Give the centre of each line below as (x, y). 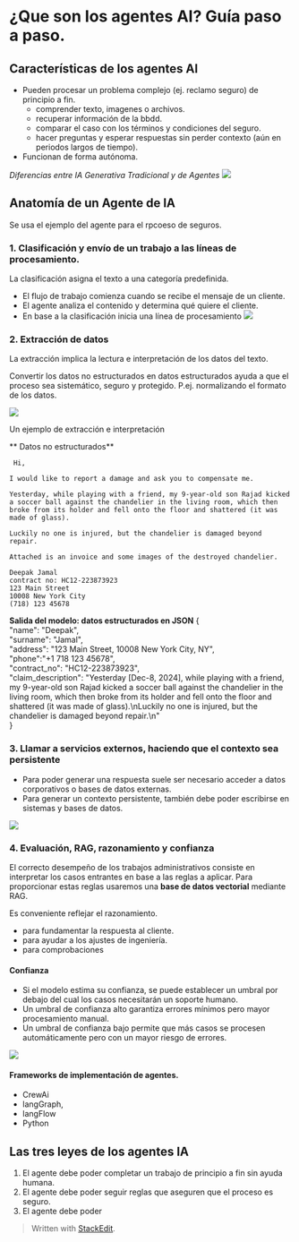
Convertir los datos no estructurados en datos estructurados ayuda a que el (149, 376)
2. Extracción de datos (59, 339)
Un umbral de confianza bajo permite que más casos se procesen (144, 1028)
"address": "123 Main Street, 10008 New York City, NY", (112, 649)
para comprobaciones (63, 950)
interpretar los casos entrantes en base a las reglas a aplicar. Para (131, 877)
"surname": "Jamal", (46, 640)
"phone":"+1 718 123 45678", (62, 659)
